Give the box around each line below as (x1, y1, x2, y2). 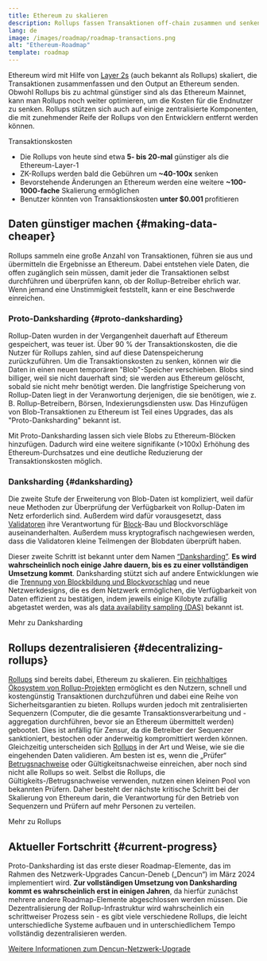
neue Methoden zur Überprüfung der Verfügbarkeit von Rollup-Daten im (8, 503, 246, 512)
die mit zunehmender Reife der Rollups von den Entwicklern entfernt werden (8, 113, 258, 122)
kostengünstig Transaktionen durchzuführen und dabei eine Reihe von (8, 691, 238, 701)
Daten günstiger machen (8, 217, 133, 231)
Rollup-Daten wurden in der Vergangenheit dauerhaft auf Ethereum (8, 331, 228, 340)
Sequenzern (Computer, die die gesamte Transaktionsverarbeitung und (8, 709, 242, 718)
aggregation (8, 717, 48, 726)
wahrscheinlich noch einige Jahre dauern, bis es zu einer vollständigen (8, 560, 249, 570)
